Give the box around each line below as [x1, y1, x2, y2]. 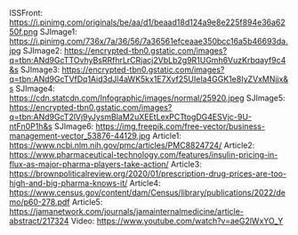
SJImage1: [39, 27, 77, 36]
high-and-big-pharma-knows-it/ [9, 178, 128, 188]
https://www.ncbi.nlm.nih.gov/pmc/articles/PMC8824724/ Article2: [9, 140, 255, 150]
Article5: [71, 197, 103, 207]
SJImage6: [54, 121, 94, 132]
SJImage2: [22, 45, 62, 56]
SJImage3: [20, 64, 60, 75]
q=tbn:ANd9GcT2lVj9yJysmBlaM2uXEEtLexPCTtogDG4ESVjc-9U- [9, 111, 252, 122]
